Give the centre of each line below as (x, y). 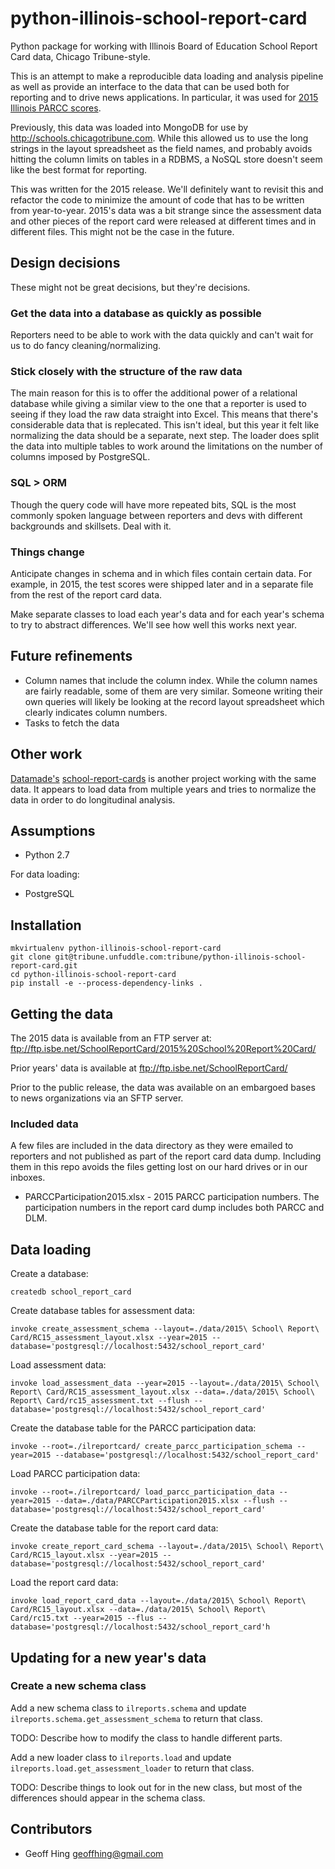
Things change (47, 552)
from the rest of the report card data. (86, 594)
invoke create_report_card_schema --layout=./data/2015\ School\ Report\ (167, 1547)
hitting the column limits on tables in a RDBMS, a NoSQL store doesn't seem (166, 159)
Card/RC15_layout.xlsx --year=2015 (84, 1555)
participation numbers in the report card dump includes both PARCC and (174, 1208)
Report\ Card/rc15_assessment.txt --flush (100, 1401)
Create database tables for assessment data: (103, 1311)
